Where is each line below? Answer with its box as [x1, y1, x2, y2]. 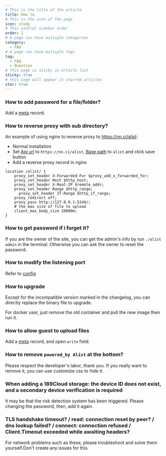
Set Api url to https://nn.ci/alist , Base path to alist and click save [12, 149, 155, 155]
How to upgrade [5, 283, 45, 290]
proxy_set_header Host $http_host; [14, 178, 89, 183]
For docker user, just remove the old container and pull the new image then [5, 309, 160, 316]
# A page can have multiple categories [5, 36, 89, 41]
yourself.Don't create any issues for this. [5, 445, 89, 451]
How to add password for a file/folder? [5, 98, 101, 105]
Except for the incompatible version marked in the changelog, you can [5, 294, 150, 301]
